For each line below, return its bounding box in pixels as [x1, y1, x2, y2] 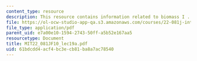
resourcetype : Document [6, 35, 64, 41]
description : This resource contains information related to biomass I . [6, 14, 191, 20]
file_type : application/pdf [6, 24, 75, 31]
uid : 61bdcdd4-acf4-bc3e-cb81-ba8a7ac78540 [6, 46, 114, 52]
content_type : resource [6, 8, 64, 15]
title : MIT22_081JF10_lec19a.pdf [6, 41, 88, 47]
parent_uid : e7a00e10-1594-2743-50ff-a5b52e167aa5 [6, 30, 133, 36]
